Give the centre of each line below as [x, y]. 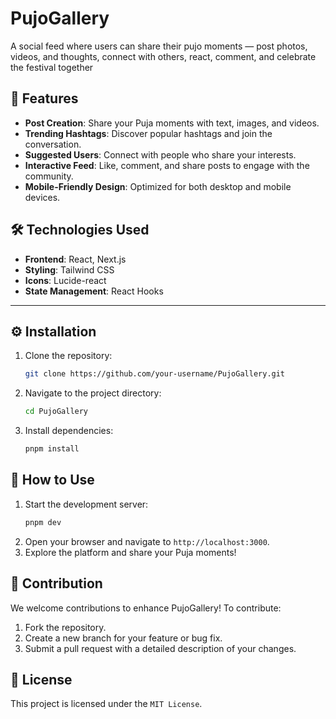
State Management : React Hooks [94, 291]
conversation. [53, 144]
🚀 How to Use [52, 480]
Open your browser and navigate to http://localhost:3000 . [147, 541]
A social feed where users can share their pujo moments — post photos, [159, 46]
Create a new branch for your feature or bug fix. [123, 638]
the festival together [52, 67]
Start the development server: [86, 504]
